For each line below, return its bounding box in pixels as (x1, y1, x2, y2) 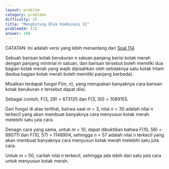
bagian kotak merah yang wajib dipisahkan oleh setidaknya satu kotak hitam (5, 65, 164, 72)
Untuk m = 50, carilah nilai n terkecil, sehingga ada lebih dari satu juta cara (5, 153, 161, 158)
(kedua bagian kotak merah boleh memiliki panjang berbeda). (5, 71, 133, 77)
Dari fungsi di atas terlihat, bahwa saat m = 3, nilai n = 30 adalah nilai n (5, 106, 153, 112)
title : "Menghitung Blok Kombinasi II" (5, 21, 90, 27)
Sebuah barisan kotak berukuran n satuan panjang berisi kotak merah (5, 55, 151, 61)
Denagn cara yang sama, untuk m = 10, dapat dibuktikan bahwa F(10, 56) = (5, 126, 162, 132)
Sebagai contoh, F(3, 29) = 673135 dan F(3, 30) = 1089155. (5, 96, 128, 102)
